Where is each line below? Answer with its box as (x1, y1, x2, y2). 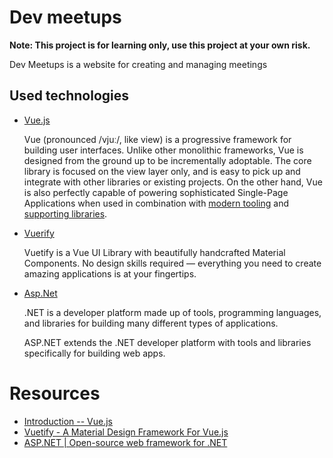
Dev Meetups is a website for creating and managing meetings (9, 58, 268, 70)
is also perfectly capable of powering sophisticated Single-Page (23, 186, 289, 198)
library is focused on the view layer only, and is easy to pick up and (23, 165, 301, 177)
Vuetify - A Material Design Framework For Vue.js (23, 426, 229, 438)
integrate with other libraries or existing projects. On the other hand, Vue (23, 176, 323, 188)
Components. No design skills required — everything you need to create (23, 257, 322, 269)
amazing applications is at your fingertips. (23, 267, 197, 280)
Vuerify (23, 227, 55, 239)
